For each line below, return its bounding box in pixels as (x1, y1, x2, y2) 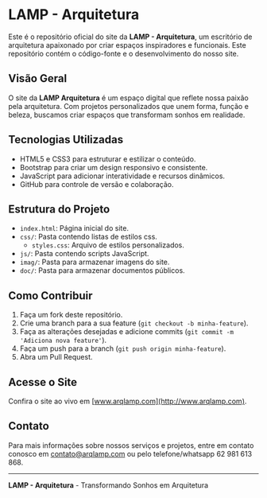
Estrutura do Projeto (8, 202, 110, 216)
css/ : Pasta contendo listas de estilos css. (19, 232, 157, 242)
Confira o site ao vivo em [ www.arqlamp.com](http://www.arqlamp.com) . (8, 396, 247, 406)
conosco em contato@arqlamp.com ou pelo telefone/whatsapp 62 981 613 (8, 449, 253, 458)
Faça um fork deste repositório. (19, 310, 123, 320)
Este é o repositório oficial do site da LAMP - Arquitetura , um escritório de (8, 32, 253, 41)
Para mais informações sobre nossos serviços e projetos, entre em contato (8, 440, 254, 450)
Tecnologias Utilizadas (8, 133, 124, 146)
